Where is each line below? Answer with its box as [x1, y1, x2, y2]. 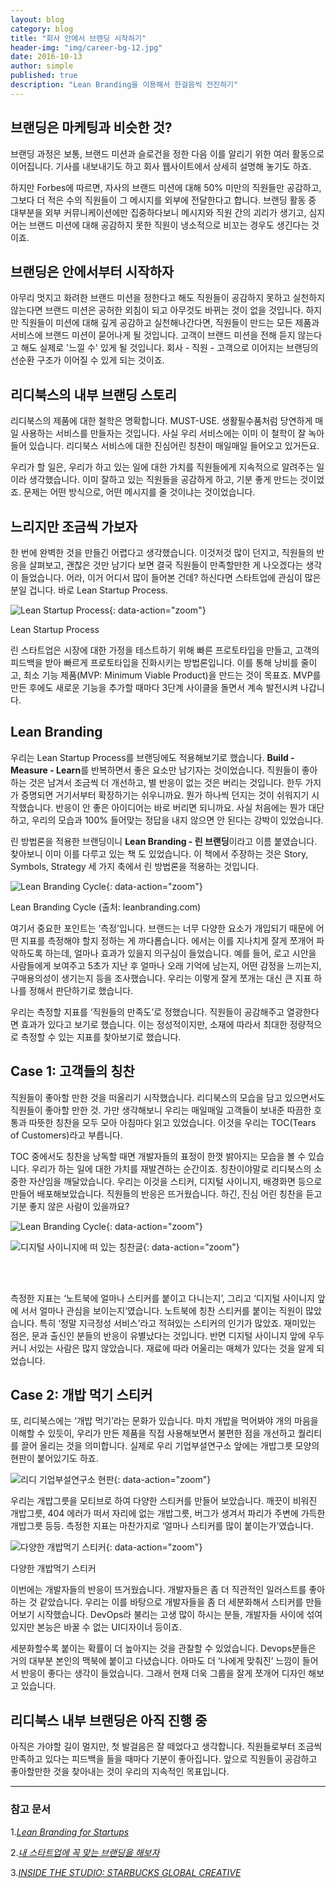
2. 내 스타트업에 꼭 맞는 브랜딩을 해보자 [10, 1846, 160, 1858]
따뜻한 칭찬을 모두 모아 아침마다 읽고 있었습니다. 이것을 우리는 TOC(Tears [28, 1116, 317, 1128]
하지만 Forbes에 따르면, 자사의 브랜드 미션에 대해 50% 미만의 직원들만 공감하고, [10, 181, 322, 193]
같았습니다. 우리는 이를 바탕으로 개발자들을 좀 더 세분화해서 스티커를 [39, 1596, 304, 1608]
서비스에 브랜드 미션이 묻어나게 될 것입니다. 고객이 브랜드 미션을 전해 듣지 [10, 329, 296, 341]
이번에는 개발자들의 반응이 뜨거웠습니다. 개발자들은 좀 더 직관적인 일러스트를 [10, 1584, 307, 1596]
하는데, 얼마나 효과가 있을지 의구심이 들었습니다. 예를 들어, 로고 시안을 [44, 947, 317, 959]
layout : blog [10, 14, 65, 25]
